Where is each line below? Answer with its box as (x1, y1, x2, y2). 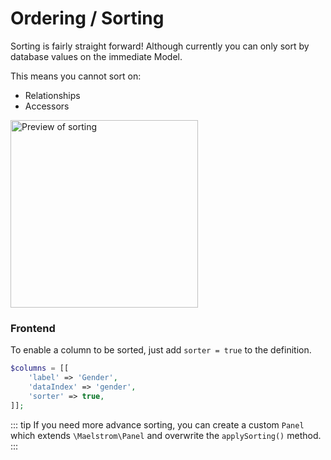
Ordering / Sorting (10, 7, 165, 30)
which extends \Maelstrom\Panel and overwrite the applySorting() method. (10, 429, 322, 441)
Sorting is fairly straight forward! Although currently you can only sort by (10, 40, 310, 52)
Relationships (24, 89, 81, 101)
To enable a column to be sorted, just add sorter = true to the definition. (10, 344, 312, 356)
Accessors (24, 100, 70, 112)
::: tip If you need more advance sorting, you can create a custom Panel (10, 418, 305, 431)
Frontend (10, 321, 56, 335)
